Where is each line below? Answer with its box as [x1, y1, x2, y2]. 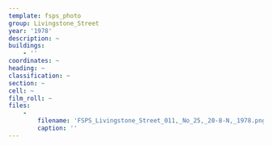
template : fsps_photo [8, 11, 82, 20]
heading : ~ [8, 64, 45, 72]
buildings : [8, 42, 45, 50]
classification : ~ [8, 72, 70, 80]
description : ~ [8, 34, 60, 43]
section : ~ [8, 79, 45, 87]
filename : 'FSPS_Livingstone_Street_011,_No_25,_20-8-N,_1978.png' [37, 117, 270, 125]
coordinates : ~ [8, 57, 60, 65]
